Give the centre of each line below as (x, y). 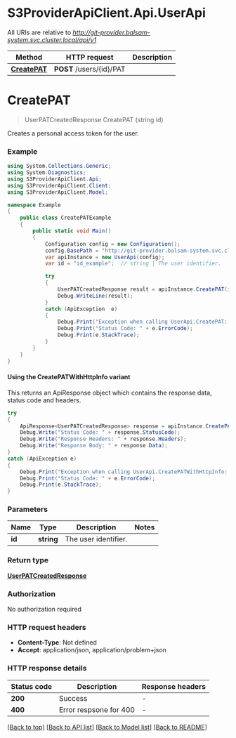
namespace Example (34, 205)
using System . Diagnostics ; (47, 173)
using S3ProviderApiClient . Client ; (59, 185)
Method (29, 57)
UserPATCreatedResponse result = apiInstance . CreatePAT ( (143, 289)
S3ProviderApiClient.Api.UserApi (106, 13)
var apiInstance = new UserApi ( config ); (105, 257)
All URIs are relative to (39, 32)
